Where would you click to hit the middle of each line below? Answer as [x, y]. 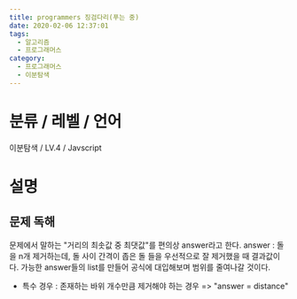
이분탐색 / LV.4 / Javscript [55, 148]
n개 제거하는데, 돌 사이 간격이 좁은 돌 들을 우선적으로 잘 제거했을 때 [134, 256]
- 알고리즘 [34, 42]
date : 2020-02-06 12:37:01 [59, 26]
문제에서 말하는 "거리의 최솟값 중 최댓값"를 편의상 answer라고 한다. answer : [142, 245]
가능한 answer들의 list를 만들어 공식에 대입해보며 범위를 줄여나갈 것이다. [146, 267]
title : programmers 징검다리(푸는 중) [74, 17]
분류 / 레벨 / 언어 [66, 121]
